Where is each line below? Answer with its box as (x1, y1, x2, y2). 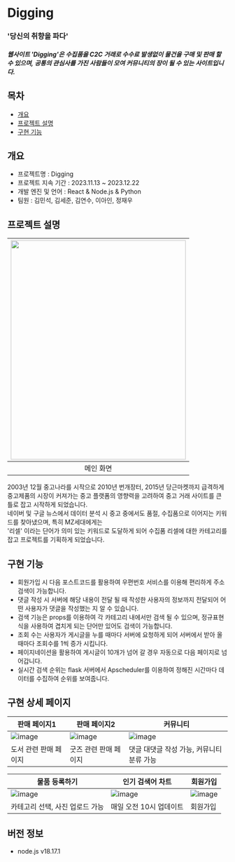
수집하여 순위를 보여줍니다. (36, 674, 110, 682)
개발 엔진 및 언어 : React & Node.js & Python (17, 187, 142, 196)
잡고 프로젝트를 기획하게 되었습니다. (7, 535, 105, 544)
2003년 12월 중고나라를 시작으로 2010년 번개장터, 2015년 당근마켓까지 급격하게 (7, 483, 225, 492)
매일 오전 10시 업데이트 (111, 802, 184, 812)
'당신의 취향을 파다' (7, 32, 69, 41)
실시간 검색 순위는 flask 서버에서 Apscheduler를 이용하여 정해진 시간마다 (17, 665, 218, 674)
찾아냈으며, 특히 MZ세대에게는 (20, 518, 103, 527)
